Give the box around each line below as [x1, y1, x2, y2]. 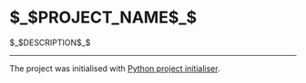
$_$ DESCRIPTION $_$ [9, 37, 91, 48]
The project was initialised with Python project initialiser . [9, 62, 220, 74]
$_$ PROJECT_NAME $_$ [9, 7, 198, 28]
